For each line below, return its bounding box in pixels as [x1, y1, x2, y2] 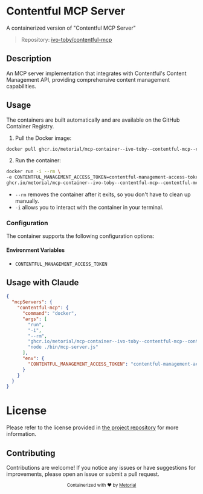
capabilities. [6, 82, 36, 90]
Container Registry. [6, 122, 54, 130]
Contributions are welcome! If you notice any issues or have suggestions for [6, 464, 196, 471]
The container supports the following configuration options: [6, 232, 155, 240]
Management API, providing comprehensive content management [6, 76, 170, 83]
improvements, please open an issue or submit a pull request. [6, 470, 159, 478]
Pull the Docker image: [14, 134, 72, 142]
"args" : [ [22, 316, 47, 322]
